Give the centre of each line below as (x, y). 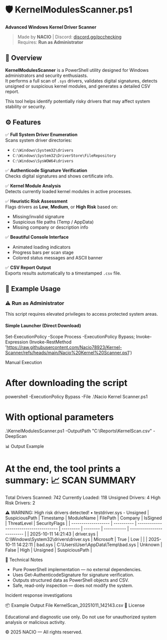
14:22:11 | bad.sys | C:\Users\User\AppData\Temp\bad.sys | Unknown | (90, 545)
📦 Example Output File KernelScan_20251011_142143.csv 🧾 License (75, 605)
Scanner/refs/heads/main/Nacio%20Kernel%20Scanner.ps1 (67, 353)
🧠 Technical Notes (24, 560)
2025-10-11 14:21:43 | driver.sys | (64, 534)
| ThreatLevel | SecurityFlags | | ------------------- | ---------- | (71, 523)
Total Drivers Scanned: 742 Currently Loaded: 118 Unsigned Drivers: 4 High (83, 498)
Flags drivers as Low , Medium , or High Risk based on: (61, 207)
